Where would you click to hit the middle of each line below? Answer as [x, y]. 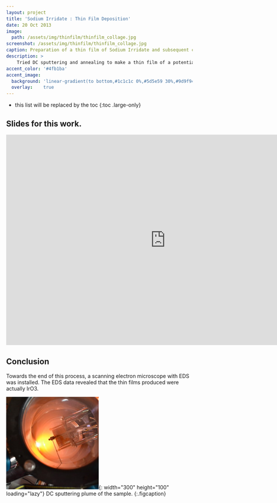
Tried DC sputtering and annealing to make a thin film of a [94, 62]
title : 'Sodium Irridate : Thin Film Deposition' [69, 19]
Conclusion [28, 362]
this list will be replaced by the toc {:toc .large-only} [78, 105]
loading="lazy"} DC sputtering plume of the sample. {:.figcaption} [86, 494]
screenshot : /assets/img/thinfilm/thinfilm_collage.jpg [76, 44]
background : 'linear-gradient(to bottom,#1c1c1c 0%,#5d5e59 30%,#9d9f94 [103, 81]
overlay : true [33, 88]
